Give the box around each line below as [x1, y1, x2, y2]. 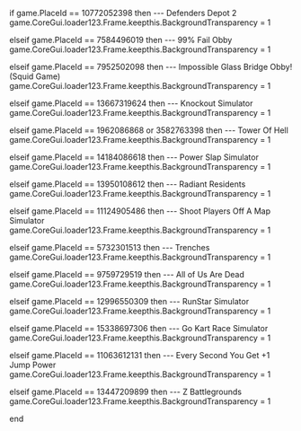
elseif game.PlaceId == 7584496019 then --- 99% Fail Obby [9, 35, 233, 45]
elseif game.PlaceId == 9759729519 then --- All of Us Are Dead [9, 269, 245, 279]
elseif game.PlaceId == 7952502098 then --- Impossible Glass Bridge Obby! [9, 62, 293, 72]
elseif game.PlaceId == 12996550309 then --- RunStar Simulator [9, 296, 250, 306]
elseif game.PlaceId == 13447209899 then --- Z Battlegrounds [9, 386, 243, 397]
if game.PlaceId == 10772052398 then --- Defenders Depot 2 [9, 8, 237, 18]
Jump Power [9, 359, 57, 370]
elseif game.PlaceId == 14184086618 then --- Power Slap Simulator [9, 152, 259, 163]
